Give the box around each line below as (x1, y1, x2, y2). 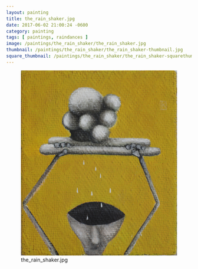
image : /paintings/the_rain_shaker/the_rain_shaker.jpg (6, 41, 146, 47)
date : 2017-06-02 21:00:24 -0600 (6, 22, 88, 28)
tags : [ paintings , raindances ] (6, 34, 88, 41)
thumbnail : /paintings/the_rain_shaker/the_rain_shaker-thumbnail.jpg (6, 47, 183, 53)
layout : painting (6, 9, 49, 15)
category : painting (6, 28, 54, 34)
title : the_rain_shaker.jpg (6, 15, 75, 22)
